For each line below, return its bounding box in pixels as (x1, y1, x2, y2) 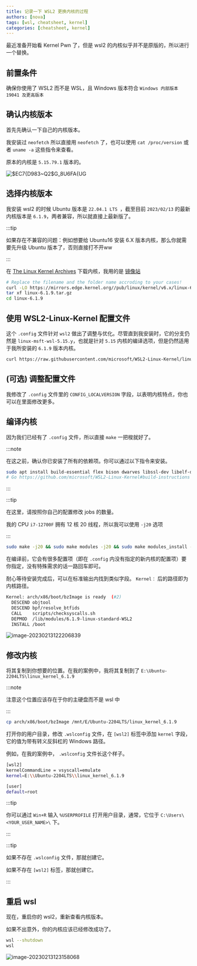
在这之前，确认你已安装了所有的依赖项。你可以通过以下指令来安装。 (6, 457, 171, 464)
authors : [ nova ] (6, 14, 46, 20)
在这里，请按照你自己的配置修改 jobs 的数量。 (6, 508, 117, 516)
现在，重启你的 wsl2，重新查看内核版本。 (6, 913, 107, 920)
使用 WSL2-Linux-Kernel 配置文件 (6, 313, 131, 323)
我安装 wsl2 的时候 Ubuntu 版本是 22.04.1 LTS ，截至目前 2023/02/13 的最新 (6, 205, 191, 212)
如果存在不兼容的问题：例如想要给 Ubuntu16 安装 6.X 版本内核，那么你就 (6, 236, 182, 243)
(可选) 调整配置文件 (6, 374, 76, 384)
